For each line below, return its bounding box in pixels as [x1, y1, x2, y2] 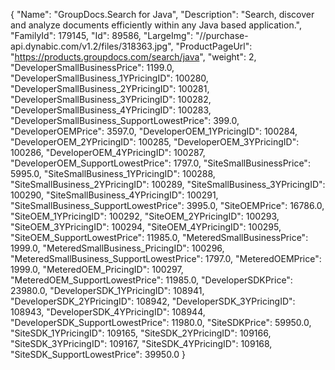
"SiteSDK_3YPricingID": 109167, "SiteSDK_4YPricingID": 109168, [10, 338, 273, 349]
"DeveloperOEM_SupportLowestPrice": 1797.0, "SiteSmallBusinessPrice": [10, 157, 311, 169]
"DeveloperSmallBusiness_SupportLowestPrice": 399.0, [10, 115, 240, 126]
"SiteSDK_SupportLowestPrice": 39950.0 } [10, 349, 187, 360]
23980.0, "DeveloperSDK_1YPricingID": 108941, [10, 285, 205, 296]
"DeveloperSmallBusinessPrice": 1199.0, [10, 62, 175, 73]
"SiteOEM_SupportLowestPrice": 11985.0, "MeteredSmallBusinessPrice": [10, 232, 309, 243]
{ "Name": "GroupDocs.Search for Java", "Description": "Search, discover [10, 9, 315, 20]
